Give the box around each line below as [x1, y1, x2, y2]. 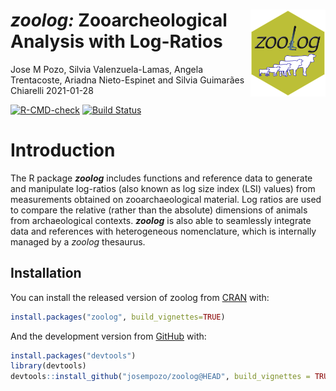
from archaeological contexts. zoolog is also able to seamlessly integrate [10, 214, 312, 226]
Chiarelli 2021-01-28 [10, 84, 94, 96]
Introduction [10, 139, 116, 162]
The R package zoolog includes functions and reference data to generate [10, 172, 313, 184]
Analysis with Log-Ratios [10, 30, 223, 53]
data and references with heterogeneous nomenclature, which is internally [10, 225, 317, 237]
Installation [10, 265, 82, 282]
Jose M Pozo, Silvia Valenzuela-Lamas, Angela [10, 63, 203, 75]
